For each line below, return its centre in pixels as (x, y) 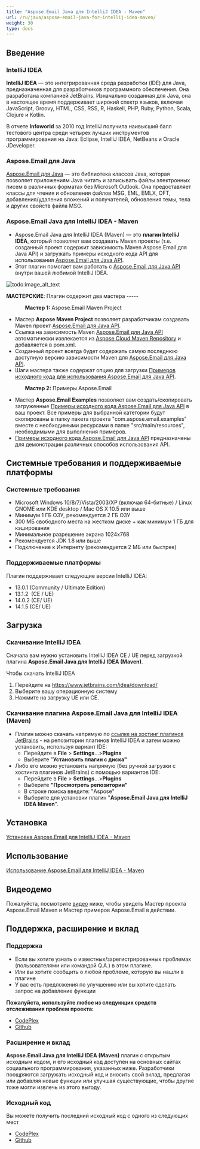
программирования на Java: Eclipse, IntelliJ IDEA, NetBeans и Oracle (93, 139)
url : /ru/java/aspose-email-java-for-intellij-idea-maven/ (81, 17)
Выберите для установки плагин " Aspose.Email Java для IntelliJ (106, 797)
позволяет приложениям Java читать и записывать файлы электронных (98, 180)
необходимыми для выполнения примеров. (71, 432)
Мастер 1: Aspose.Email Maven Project (73, 307)
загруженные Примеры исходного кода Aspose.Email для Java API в (102, 406)
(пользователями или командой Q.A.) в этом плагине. (84, 965)
